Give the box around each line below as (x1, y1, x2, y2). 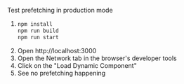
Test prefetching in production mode (7, 6, 114, 14)
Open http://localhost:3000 (17, 46, 97, 55)
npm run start (17, 34, 59, 41)
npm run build (17, 27, 59, 34)
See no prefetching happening (17, 69, 106, 77)
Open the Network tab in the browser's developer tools (17, 54, 177, 62)
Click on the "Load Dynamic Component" (17, 61, 137, 69)
